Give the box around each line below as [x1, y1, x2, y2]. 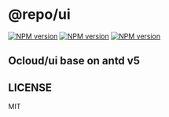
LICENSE [8, 81, 53, 94]
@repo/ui [8, 5, 71, 24]
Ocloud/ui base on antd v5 [8, 54, 140, 68]
